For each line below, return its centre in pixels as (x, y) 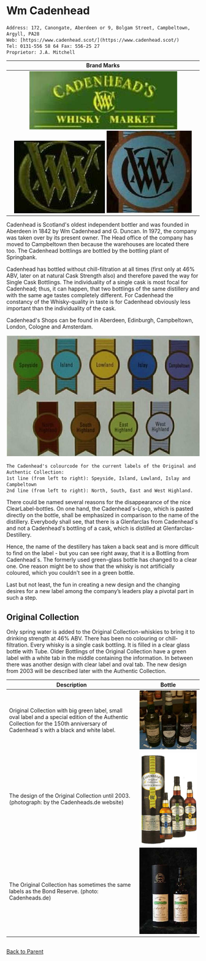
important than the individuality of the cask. (61, 308)
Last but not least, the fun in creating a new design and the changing (93, 585)
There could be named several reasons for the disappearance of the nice (99, 502)
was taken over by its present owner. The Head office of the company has (100, 238)
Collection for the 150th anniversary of (58, 724)
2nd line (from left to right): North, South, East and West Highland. (100, 491)
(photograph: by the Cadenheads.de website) (66, 803)
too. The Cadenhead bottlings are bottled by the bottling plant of (88, 251)
